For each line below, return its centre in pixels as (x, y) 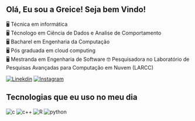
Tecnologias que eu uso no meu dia (72, 97)
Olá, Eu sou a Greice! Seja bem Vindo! (76, 10)
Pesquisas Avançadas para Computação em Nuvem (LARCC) (80, 67)
